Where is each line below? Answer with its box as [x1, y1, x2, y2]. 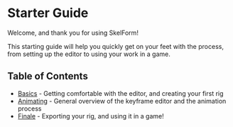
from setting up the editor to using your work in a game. [7, 50, 170, 58]
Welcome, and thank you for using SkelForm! [7, 28, 139, 37]
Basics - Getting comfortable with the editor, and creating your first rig [17, 89, 224, 97]
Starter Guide [7, 5, 89, 21]
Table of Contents [7, 70, 89, 82]
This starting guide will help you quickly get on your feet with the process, [7, 42, 224, 50]
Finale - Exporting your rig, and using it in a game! [17, 111, 165, 120]
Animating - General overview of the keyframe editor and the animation [17, 96, 227, 105]
